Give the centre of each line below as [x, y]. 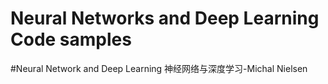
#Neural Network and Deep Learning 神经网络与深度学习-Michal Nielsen [159, 68]
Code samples [71, 39]
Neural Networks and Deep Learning [165, 18]
